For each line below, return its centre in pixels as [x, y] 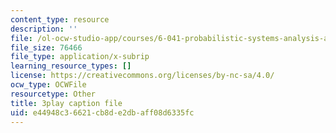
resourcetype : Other [53, 94]
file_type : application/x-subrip [80, 57]
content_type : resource [60, 19]
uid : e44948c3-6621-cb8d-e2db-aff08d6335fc [102, 112]
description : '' [44, 29]
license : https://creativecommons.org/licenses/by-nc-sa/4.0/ [142, 76]
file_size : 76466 [46, 47]
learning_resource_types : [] [71, 66]
